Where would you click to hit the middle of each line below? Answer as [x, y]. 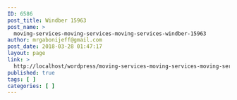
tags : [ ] [22, 79]
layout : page [26, 54]
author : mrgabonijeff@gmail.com [55, 40]
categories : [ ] [31, 86]
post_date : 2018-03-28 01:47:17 [55, 46]
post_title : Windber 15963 [47, 20]
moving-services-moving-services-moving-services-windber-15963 [110, 33]
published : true [31, 73]
